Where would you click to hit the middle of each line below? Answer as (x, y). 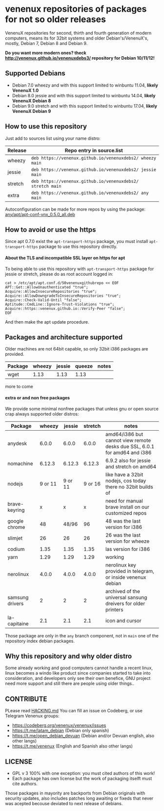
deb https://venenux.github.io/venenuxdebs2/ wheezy (93, 158)
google (16, 521)
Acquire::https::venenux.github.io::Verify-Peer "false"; (65, 308)
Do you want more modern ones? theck (46, 53)
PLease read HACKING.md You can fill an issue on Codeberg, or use (74, 711)
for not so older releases (56, 19)
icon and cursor (123, 620)
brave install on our (127, 507)
